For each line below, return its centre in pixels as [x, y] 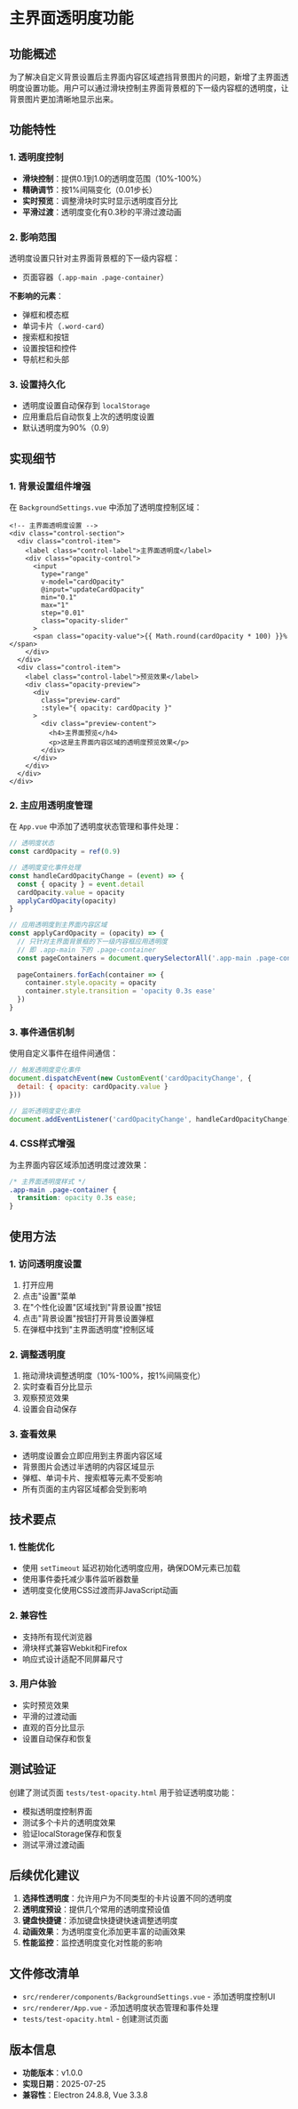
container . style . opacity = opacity [91, 983]
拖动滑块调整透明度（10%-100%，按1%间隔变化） [114, 1376]
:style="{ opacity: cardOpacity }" [107, 708]
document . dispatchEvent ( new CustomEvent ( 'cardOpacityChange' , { [130, 1079]
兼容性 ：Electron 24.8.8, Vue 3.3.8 [85, 2095]
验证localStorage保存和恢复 [72, 1833]
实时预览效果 [45, 1705]
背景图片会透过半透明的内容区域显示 [88, 1466]
